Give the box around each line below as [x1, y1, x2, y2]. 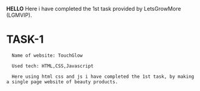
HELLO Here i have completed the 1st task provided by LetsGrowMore [6, 5, 181, 12]
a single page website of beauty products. [6, 78, 119, 85]
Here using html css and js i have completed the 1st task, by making [12, 74, 195, 80]
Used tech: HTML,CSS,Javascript [12, 63, 94, 69]
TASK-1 [6, 33, 44, 46]
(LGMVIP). [6, 11, 32, 19]
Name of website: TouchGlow [12, 52, 83, 58]
